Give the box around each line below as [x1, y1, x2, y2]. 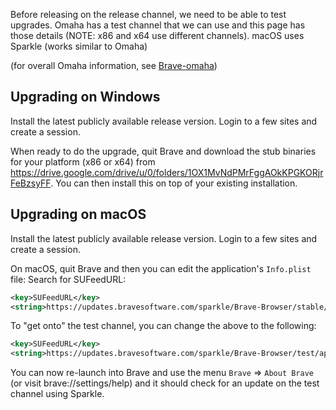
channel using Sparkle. [10, 388, 105, 400]
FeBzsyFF [10, 177, 52, 189]
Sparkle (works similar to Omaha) [10, 40, 148, 52]
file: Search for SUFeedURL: [10, 273, 127, 285]
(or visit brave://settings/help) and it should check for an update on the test [10, 377, 320, 389]
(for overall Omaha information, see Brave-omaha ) [10, 60, 218, 71]
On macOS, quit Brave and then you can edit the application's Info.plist [10, 262, 312, 274]
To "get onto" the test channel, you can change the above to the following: [10, 320, 317, 332]
